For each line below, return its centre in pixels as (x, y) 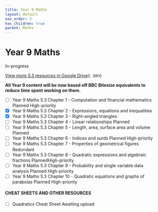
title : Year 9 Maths (26, 10)
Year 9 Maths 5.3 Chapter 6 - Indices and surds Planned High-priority (82, 138)
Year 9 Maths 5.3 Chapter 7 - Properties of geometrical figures (75, 144)
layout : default (22, 14)
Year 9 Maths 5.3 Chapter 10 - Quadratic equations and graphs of (78, 176)
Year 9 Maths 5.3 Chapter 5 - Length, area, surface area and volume (81, 127)
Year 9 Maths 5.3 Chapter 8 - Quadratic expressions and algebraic (79, 155)
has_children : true (25, 23)
